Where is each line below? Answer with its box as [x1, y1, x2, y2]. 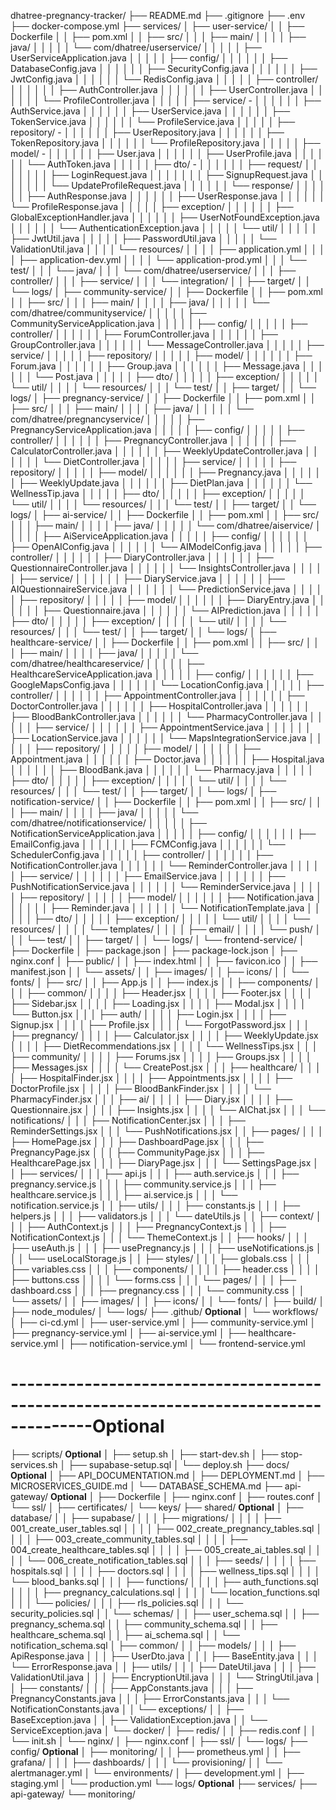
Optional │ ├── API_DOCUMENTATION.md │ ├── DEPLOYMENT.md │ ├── [10, 1469, 325, 1481]
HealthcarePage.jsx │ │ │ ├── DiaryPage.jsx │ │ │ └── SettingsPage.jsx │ [10, 1157, 320, 1169]
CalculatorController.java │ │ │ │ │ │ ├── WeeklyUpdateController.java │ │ [10, 445, 319, 457]
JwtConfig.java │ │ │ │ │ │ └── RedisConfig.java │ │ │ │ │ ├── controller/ [10, 73, 319, 85]
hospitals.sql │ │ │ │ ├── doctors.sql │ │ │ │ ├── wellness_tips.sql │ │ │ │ [10, 1565, 321, 1577]
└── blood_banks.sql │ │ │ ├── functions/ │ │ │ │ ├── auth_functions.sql [10, 1575, 319, 1587]
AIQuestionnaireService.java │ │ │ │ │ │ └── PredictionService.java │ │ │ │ [10, 583, 323, 595]
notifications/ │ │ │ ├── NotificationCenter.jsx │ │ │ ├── [10, 1115, 246, 1126]
